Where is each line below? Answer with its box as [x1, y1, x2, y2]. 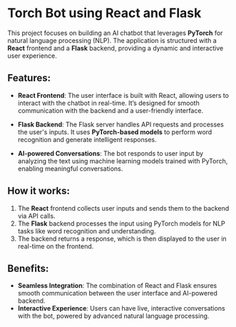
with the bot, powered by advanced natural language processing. [17, 312, 210, 321]
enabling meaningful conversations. [17, 164, 123, 173]
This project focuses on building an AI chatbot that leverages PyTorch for [7, 29, 223, 37]
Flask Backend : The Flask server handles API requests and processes [17, 120, 225, 129]
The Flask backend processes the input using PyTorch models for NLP [17, 219, 226, 228]
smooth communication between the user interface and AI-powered [17, 289, 217, 298]
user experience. [7, 51, 57, 60]
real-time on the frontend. [17, 241, 94, 251]
